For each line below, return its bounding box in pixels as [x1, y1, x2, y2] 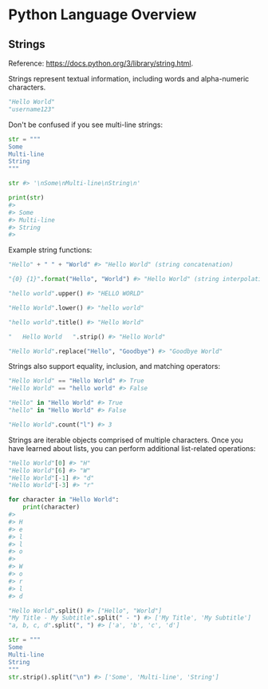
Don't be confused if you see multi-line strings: [8, 120, 164, 129]
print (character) [22, 503, 81, 512]
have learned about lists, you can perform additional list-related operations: [8, 443, 256, 453]
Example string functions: [8, 245, 93, 255]
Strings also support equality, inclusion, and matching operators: [8, 362, 221, 371]
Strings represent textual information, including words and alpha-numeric [8, 74, 250, 83]
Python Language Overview [8, 6, 197, 24]
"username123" [8, 105, 56, 113]
